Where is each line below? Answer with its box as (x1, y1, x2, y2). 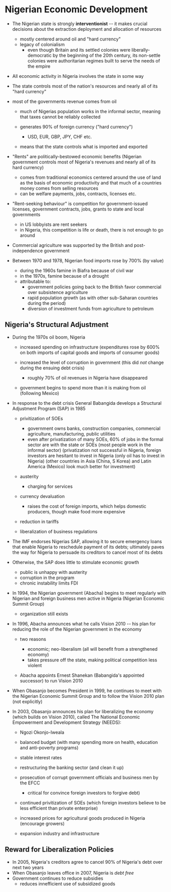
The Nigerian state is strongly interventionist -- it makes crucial (12, 20, 148, 27)
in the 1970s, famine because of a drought (19, 273, 109, 279)
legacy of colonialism (19, 41, 65, 47)
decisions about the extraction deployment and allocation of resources (12, 26, 162, 32)
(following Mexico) (19, 390, 59, 396)
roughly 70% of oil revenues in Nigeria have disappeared (27, 375, 148, 381)
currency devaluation (19, 493, 65, 499)
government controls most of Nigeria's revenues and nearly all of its (12, 159, 156, 165)
